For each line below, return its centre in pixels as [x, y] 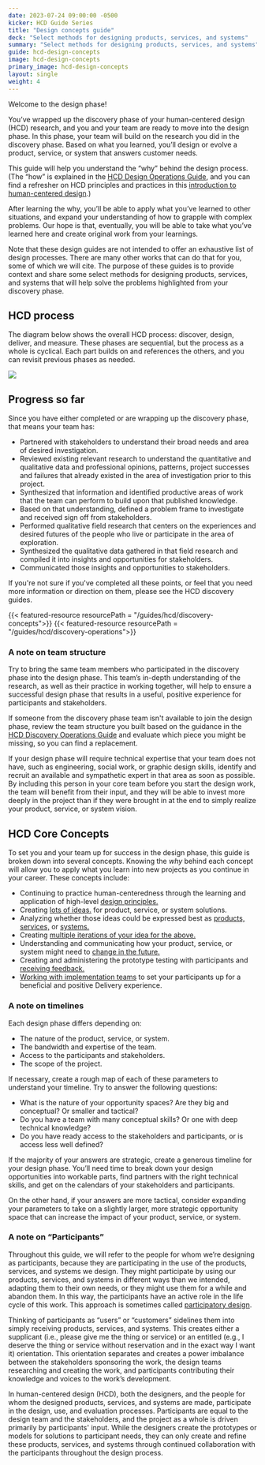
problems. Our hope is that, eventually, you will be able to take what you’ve [130, 225]
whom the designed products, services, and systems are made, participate [130, 1402]
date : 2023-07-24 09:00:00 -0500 [63, 15]
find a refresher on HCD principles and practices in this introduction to [122, 185]
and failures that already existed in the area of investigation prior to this [135, 476]
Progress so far [47, 399]
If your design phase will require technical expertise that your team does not [132, 759]
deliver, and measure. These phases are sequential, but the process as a [126, 343]
